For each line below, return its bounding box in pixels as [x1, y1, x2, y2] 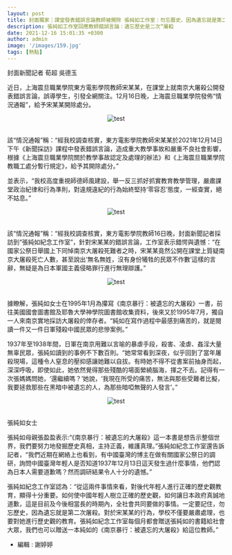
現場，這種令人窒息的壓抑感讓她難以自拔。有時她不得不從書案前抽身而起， [12, 357, 225, 365]
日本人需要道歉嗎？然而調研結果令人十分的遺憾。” [12, 467, 153, 476]
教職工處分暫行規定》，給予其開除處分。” [7, 162, 119, 170]
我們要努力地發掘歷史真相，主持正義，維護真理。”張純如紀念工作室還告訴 [19, 442, 225, 450]
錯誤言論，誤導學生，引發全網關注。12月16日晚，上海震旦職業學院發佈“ [12, 91, 216, 100]
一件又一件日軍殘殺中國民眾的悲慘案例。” [12, 325, 128, 333]
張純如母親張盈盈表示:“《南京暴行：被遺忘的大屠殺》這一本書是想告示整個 [7, 433, 214, 441]
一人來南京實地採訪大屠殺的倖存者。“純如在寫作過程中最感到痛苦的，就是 [7, 316, 216, 325]
